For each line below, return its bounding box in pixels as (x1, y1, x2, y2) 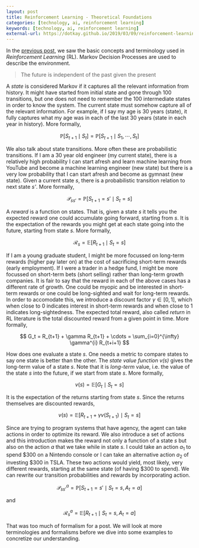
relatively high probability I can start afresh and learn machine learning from (6, 158, 191, 165)
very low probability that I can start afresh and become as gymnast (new (6, 170, 184, 178)
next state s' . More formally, (6, 183, 75, 190)
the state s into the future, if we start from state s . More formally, (6, 369, 164, 376)
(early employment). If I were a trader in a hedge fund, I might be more (6, 264, 178, 271)
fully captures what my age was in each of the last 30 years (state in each (6, 114, 187, 122)
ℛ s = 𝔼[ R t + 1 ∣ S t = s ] (73, 239, 126, 247)
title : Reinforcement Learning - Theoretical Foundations (6, 14, 152, 20)
